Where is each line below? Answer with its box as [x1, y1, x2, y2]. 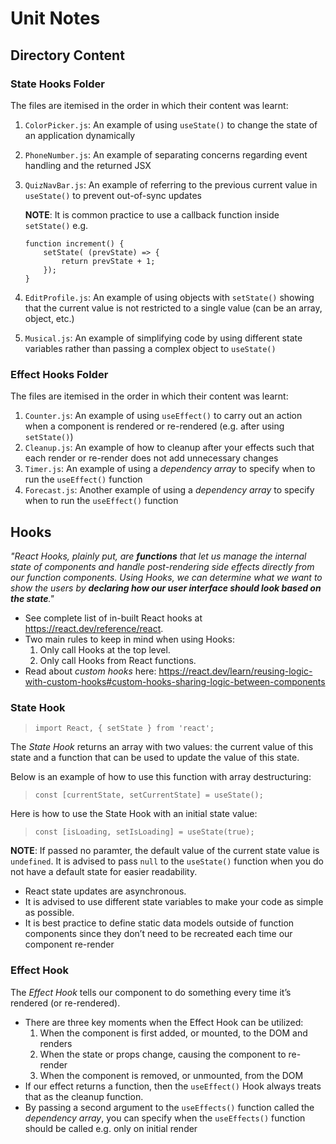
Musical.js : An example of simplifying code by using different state [24, 332, 303, 344]
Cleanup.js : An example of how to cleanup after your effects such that [24, 442, 315, 454]
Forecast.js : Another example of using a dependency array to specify [24, 484, 315, 496]
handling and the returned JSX [24, 159, 152, 171]
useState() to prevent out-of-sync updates [24, 189, 202, 201]
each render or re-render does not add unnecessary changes [24, 452, 279, 464]
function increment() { [24, 238, 125, 249]
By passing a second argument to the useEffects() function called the [24, 1101, 315, 1113]
